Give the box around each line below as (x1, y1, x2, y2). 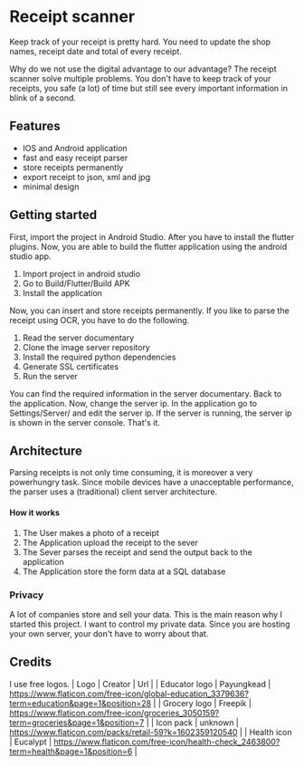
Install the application (22, 287, 102, 298)
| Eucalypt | (9, 736, 52, 747)
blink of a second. (9, 92, 77, 103)
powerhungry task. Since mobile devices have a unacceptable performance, (9, 477, 294, 488)
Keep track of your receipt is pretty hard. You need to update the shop (9, 36, 271, 47)
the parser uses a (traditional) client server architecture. (9, 486, 218, 497)
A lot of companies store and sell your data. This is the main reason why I (9, 608, 283, 619)
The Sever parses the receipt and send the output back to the (22, 546, 253, 558)
